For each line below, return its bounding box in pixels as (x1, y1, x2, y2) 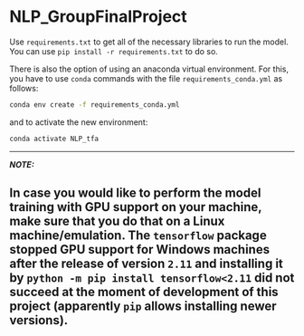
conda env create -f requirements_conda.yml (9, 100, 180, 110)
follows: (9, 82, 39, 93)
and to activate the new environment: (9, 116, 148, 128)
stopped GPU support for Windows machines (9, 242, 270, 257)
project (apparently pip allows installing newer (9, 299, 278, 314)
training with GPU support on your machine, (9, 199, 262, 215)
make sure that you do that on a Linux (9, 214, 225, 229)
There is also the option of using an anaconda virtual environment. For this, (9, 63, 290, 74)
